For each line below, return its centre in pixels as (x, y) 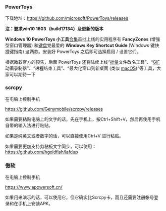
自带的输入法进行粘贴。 (29, 125)
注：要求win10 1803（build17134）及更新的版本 (54, 29)
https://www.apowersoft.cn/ (34, 187)
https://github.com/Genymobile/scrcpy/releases (54, 109)
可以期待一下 (22, 75)
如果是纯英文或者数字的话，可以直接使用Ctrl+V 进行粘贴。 (64, 136)
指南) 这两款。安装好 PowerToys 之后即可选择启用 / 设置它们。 (77, 52)
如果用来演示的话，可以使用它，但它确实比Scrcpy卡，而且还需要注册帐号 (80, 197)
